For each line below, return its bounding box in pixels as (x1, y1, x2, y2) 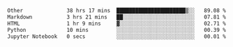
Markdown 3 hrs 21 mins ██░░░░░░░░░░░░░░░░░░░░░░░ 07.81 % (7, 13, 227, 21)
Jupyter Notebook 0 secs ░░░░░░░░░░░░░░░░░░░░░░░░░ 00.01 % (7, 32, 227, 40)
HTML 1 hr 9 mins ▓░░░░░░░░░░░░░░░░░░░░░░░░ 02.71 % (7, 20, 227, 27)
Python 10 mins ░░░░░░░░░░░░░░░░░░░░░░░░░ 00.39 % (7, 26, 227, 33)
